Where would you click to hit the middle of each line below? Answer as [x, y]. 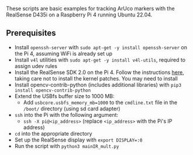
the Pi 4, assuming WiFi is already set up [63, 53]
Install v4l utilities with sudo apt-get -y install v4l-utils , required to [100, 60]
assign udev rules [36, 66]
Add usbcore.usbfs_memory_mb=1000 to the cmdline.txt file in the [100, 102]
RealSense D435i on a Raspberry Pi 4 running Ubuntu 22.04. [79, 15]
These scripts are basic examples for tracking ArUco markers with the [90, 9]
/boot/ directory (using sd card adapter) [72, 109]
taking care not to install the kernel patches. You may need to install [96, 78]
